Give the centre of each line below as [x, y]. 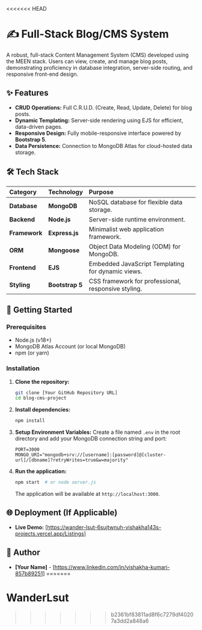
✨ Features [27, 93]
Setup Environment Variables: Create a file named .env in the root [97, 432]
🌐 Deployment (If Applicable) [62, 513]
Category [23, 192]
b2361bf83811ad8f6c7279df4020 [152, 614]
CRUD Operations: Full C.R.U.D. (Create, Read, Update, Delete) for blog [103, 107]
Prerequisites [26, 327]
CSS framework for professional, [135, 281]
